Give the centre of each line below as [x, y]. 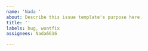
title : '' [18, 23]
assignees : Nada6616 [32, 34]
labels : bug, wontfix [33, 28]
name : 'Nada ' [24, 12]
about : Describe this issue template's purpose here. [75, 17]
